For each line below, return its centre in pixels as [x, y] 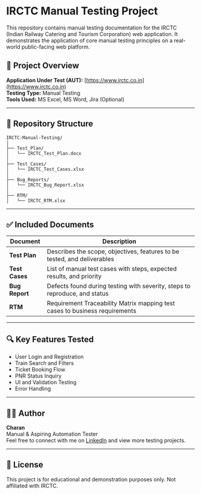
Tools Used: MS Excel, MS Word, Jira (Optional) [65, 99]
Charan [16, 428]
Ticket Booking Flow [40, 370]
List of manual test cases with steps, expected [112, 269]
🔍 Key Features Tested [50, 339]
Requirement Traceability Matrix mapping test [111, 303]
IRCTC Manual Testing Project [82, 11]
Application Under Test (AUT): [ [46, 80]
